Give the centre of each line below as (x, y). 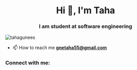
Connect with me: (28, 63)
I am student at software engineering (86, 27)
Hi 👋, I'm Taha (86, 10)
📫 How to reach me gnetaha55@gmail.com (60, 48)
